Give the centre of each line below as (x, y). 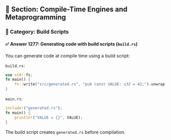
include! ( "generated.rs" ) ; (34, 108)
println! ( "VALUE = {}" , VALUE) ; (49, 118)
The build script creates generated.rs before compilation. (65, 132)
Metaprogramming (36, 18)
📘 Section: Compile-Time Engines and (66, 9)
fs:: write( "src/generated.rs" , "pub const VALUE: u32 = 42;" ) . (83, 85)
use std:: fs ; (19, 75)
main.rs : (14, 99)
